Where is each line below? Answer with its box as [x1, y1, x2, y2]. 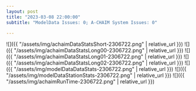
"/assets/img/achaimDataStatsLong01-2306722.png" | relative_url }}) [14, 53, 182, 60]
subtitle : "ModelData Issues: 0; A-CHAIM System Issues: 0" [6, 19, 158, 25]
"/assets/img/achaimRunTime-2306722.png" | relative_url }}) [6, 78, 155, 85]
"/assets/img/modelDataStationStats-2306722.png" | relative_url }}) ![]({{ [6, 72, 185, 79]
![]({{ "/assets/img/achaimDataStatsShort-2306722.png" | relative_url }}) [6, 41, 184, 48]
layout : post [6, 8, 38, 15]
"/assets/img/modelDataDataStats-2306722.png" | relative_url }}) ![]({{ [14, 66, 187, 73]
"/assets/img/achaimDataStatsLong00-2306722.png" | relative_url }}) [14, 47, 184, 54]
